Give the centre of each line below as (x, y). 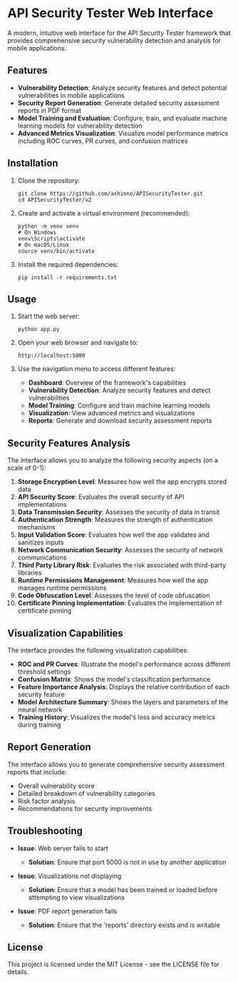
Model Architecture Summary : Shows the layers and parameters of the (123, 702)
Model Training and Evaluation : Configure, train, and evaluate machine (123, 118)
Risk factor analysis (46, 801)
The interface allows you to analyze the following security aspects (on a (113, 460)
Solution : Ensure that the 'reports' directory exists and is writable (124, 925)
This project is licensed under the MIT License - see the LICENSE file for (113, 964)
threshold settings (44, 672)
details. (18, 972)
